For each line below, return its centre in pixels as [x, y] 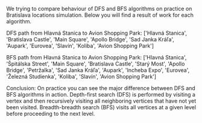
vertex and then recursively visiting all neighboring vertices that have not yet [101, 101]
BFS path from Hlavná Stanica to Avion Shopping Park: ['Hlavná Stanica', [96, 57]
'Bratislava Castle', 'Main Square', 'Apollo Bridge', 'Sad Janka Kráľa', [90, 39]
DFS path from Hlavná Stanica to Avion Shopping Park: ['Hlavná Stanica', [97, 33]
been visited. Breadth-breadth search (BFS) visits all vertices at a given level [101, 107]
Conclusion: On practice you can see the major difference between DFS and [101, 88]
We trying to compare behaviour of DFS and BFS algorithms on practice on [99, 9]
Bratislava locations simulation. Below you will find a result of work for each [100, 15]
